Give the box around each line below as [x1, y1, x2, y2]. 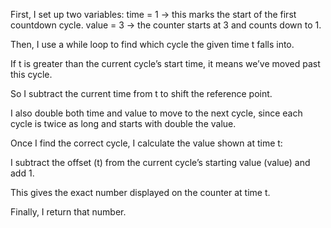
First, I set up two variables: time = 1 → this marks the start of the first [10, 9, 297, 20]
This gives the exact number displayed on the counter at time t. [10, 187, 271, 198]
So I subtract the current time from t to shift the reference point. [10, 88, 273, 99]
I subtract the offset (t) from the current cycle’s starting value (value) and [10, 157, 311, 168]
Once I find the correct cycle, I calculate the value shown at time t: [10, 137, 283, 149]
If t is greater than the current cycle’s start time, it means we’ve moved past [10, 58, 321, 69]
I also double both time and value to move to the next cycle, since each [10, 107, 303, 119]
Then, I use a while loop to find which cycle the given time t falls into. [10, 39, 295, 50]
